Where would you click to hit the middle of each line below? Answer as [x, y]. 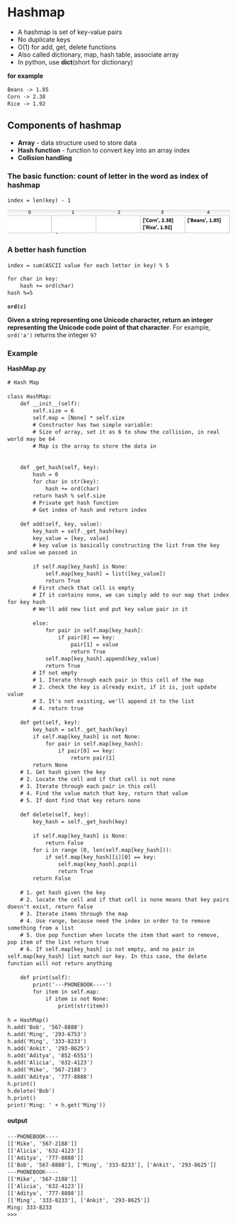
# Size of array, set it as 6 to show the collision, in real [126, 432]
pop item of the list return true [58, 942]
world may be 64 [31, 439]
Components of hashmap [64, 126]
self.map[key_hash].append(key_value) [102, 659]
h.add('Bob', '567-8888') [45, 1027]
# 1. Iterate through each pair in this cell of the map [118, 680]
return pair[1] [93, 758]
